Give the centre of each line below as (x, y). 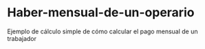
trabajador (22, 38)
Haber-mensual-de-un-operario (101, 13)
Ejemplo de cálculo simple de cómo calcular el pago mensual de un (102, 31)
